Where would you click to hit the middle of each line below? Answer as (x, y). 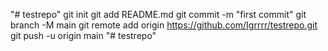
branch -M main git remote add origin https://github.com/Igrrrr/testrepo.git (164, 25)
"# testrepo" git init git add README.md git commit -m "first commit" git (158, 14)
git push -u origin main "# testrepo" (83, 35)
